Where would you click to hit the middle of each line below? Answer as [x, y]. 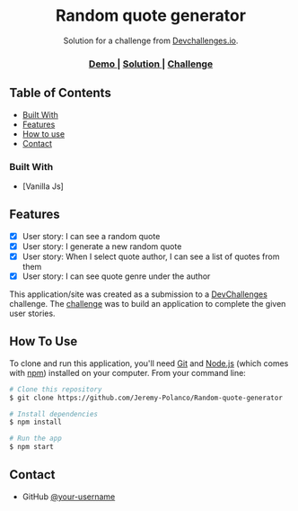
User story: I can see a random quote [91, 236]
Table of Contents [61, 93]
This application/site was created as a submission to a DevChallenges [138, 294]
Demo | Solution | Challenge [151, 64]
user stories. [32, 314]
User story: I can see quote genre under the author [116, 276]
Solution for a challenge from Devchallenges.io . [151, 40]
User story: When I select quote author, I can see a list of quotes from [151, 256]
